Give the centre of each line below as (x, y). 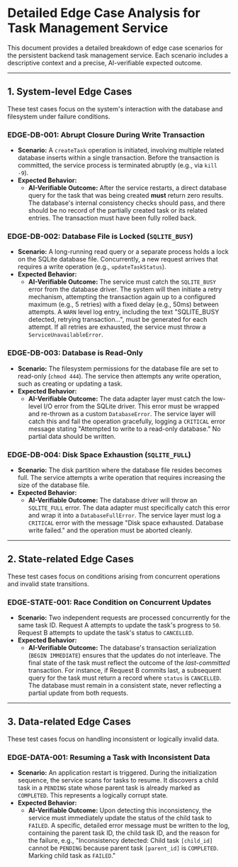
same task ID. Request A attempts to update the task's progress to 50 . (119, 625)
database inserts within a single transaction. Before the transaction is (118, 158)
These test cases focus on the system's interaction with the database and (115, 108)
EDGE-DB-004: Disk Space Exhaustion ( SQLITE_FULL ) (99, 454)
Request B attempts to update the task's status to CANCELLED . (106, 633)
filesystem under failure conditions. (59, 116)
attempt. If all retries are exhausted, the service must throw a (117, 327)
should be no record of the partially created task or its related (118, 211)
